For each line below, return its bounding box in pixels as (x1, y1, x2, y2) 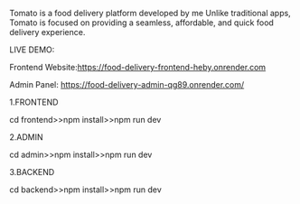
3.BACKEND (9, 167, 55, 177)
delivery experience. (9, 27, 86, 37)
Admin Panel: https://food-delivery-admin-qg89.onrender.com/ (9, 79, 245, 89)
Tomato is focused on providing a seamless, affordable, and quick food (9, 17, 274, 28)
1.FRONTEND (9, 97, 59, 107)
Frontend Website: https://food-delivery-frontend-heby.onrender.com (9, 62, 267, 72)
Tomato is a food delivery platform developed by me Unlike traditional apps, (9, 8, 291, 18)
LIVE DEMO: (9, 44, 55, 55)
